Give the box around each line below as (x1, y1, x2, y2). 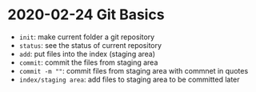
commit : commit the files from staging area (18, 58, 158, 67)
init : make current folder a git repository (18, 32, 155, 42)
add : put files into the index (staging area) (18, 49, 156, 58)
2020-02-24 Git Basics (7, 6, 165, 24)
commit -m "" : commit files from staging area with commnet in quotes (18, 66, 249, 75)
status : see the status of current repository (18, 40, 162, 50)
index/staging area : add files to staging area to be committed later (18, 74, 241, 84)
